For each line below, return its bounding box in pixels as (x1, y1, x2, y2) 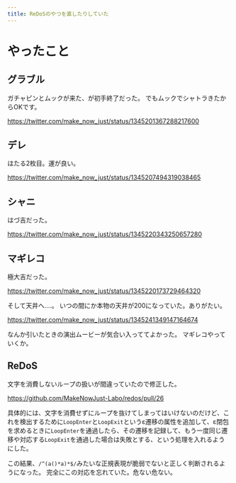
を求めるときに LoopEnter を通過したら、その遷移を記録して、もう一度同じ (7, 426, 222, 435)
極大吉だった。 (7, 272, 51, 281)
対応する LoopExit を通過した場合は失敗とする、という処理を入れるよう (19, 435, 225, 443)
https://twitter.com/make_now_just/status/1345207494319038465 (7, 173, 201, 182)
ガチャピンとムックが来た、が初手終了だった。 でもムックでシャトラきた (7, 94, 220, 102)
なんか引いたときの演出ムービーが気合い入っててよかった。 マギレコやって (7, 331, 226, 339)
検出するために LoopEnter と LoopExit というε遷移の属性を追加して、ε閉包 (19, 417, 229, 426)
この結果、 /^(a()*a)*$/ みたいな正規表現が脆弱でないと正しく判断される (7, 459, 220, 467)
